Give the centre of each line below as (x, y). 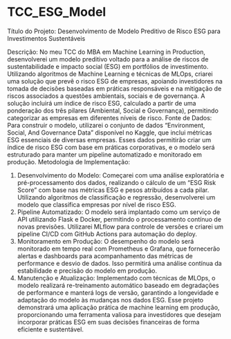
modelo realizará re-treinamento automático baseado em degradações (118, 285)
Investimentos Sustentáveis (46, 38)
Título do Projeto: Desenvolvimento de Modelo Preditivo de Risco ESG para (114, 31)
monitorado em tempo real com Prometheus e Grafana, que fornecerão (119, 249)
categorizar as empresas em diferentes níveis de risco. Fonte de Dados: (110, 117)
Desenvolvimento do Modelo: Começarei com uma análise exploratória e (121, 175)
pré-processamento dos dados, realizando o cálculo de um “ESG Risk (117, 182)
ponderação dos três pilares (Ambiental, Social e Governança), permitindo (113, 110)
